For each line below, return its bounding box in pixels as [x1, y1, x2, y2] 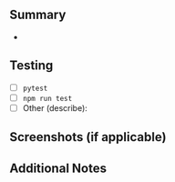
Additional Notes [9, 160, 108, 176]
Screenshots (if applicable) [9, 129, 167, 145]
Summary [9, 7, 67, 23]
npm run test [22, 94, 73, 103]
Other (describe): [22, 102, 88, 113]
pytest [22, 84, 48, 93]
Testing [9, 58, 54, 74]
